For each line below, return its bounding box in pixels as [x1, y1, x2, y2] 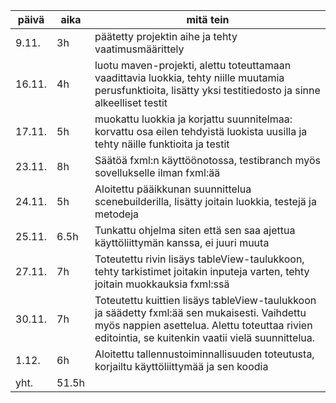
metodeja [94, 207, 139, 221]
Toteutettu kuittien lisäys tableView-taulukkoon [94, 294, 317, 307]
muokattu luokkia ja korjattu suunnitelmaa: [94, 112, 293, 126]
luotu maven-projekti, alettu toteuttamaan [94, 59, 292, 72]
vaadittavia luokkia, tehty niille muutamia [94, 71, 285, 84]
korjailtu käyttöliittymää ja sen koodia [94, 360, 269, 373]
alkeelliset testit [94, 96, 168, 109]
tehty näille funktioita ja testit [94, 137, 230, 151]
